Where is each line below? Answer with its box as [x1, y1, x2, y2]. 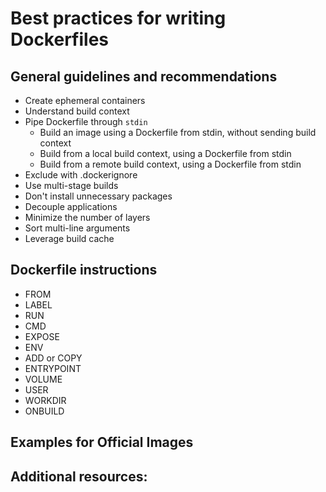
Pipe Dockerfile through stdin [24, 116, 148, 127]
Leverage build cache [24, 233, 115, 244]
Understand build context [24, 105, 130, 117]
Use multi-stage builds [24, 180, 119, 191]
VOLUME [24, 373, 63, 385]
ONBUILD [24, 405, 65, 417]
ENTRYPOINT [24, 362, 82, 374]
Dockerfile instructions [10, 262, 158, 279]
